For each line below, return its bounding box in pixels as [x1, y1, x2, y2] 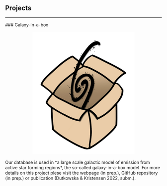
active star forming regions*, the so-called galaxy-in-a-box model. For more [5, 165, 161, 171]
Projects [5, 4, 32, 12]
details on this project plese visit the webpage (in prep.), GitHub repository [5, 170, 158, 176]
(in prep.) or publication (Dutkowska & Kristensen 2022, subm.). [5, 175, 136, 181]
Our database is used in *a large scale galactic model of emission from [5, 159, 150, 165]
